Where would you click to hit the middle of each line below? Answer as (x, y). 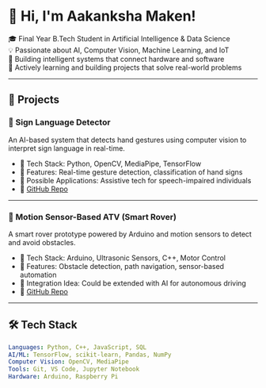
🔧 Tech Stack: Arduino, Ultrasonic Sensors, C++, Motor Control (123, 258)
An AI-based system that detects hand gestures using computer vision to (127, 140)
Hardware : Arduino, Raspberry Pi (63, 377)
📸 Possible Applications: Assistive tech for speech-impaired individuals (135, 180)
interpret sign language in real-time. (66, 148)
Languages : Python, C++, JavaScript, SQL (78, 347)
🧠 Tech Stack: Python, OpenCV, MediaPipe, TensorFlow (110, 163)
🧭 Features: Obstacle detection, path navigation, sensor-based (122, 266)
